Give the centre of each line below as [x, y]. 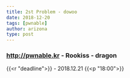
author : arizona [27, 29]
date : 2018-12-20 [28, 18]
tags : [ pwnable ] [27, 23]
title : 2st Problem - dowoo [42, 12]
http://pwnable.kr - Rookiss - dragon [62, 56]
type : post [20, 34]
